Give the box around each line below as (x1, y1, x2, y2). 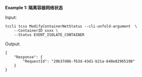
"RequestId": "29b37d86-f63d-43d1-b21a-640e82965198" (23, 59, 135, 64)
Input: (5, 15, 17, 20)
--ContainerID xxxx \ (14, 28, 58, 33)
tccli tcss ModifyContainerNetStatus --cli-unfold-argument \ (5, 24, 138, 29)
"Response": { (14, 55, 43, 59)
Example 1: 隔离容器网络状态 (5, 5, 63, 10)
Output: (5, 41, 21, 47)
